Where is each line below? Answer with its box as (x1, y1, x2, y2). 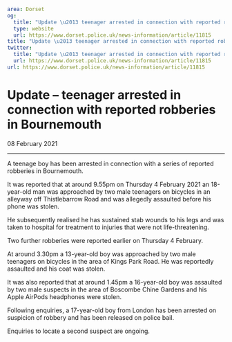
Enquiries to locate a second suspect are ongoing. (7, 327, 151, 335)
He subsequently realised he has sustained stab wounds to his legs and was (7, 215, 224, 224)
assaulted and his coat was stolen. (7, 264, 106, 273)
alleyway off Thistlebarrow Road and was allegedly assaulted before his (7, 195, 212, 203)
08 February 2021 (7, 139, 58, 147)
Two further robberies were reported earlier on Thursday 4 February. (7, 236, 204, 244)
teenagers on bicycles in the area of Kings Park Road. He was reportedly (7, 257, 214, 265)
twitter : (7, 44, 32, 51)
